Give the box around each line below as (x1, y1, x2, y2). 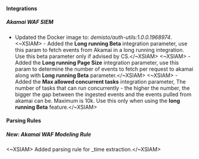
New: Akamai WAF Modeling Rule (6, 130, 91, 137)
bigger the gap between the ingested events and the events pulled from (14, 90, 192, 98)
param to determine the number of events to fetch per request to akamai (14, 65, 194, 72)
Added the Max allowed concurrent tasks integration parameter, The (14, 78, 186, 85)
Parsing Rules (6, 117, 42, 124)
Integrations (6, 5, 38, 12)
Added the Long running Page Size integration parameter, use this (14, 59, 179, 66)
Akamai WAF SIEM (6, 19, 54, 26)
